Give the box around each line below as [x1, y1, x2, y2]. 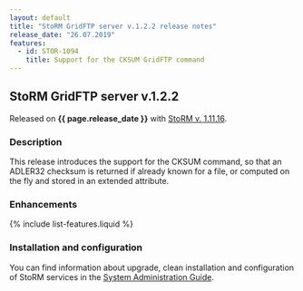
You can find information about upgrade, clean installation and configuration [9, 262, 295, 273]
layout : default [9, 13, 71, 23]
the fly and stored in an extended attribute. [9, 176, 170, 187]
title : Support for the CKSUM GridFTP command [25, 55, 205, 64]
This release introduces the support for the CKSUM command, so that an [9, 156, 282, 168]
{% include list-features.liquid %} [9, 218, 134, 229]
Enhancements [9, 199, 78, 211]
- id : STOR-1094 [17, 47, 79, 56]
